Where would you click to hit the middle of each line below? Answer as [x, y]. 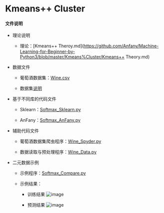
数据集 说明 [31, 88]
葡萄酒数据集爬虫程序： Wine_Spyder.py [60, 141]
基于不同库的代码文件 [34, 99]
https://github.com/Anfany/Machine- [121, 46]
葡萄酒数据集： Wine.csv [45, 78]
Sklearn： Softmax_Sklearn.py [50, 110]
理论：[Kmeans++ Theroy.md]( [52, 46]
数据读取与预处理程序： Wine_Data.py [58, 152]
